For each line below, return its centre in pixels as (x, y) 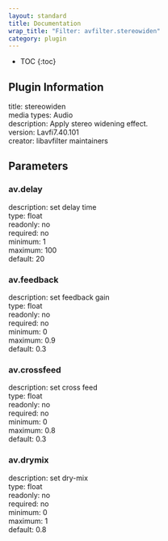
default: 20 (27, 258)
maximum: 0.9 (32, 340)
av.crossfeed (35, 369)
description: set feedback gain (59, 297)
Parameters (38, 166)
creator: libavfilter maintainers (59, 141)
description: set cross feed (53, 388)
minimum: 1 (27, 241)
